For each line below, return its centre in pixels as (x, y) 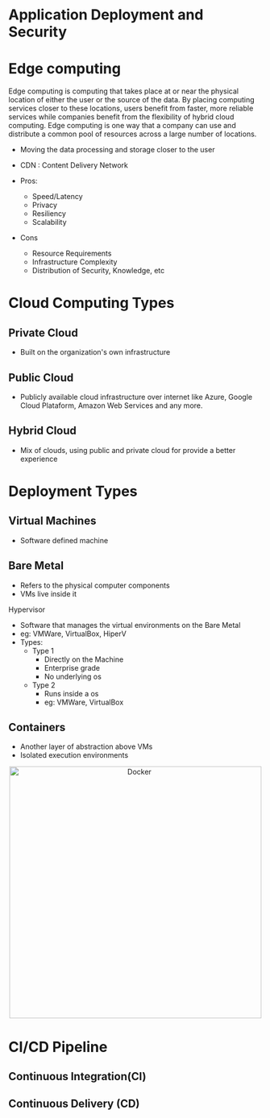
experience (39, 459)
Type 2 (44, 685)
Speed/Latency (57, 197)
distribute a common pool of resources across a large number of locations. (133, 134)
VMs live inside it (48, 593)
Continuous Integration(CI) (77, 1076)
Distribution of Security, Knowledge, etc (98, 271)
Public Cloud (41, 378)
